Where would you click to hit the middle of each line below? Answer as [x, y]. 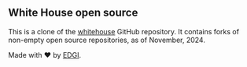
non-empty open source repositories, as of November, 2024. [107, 40]
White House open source [73, 13]
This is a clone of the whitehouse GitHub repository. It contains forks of [124, 31]
